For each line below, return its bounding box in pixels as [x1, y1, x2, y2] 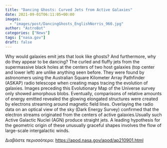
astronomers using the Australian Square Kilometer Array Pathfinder [5, 74, 145, 80]
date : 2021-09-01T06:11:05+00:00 [5, 12, 75, 17]
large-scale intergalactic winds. [5, 128, 70, 134]
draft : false [5, 40, 32, 45]
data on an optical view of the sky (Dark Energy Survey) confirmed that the [5, 106, 160, 112]
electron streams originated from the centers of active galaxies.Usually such [5, 112, 162, 118]
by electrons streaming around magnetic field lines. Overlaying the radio [5, 101, 154, 107]
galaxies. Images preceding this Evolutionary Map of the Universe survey [5, 85, 156, 91]
